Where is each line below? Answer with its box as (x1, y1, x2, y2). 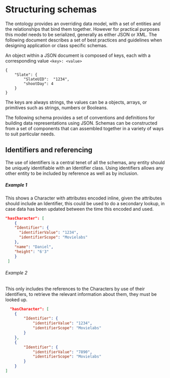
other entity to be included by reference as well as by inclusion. (5, 170, 139, 176)
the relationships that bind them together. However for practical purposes (5, 26, 160, 32)
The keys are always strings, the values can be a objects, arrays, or (5, 99, 147, 105)
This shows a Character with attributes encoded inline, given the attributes (5, 195, 162, 201)
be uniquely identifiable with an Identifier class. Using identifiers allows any (5, 165, 164, 171)
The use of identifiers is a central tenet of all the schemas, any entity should (5, 159, 165, 165)
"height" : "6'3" (14, 249, 50, 254)
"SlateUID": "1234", (23, 76, 70, 82)
